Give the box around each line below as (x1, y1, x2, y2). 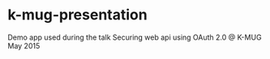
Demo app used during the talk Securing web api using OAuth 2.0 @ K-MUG (7, 32, 262, 42)
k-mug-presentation (7, 6, 148, 24)
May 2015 (7, 40, 41, 50)
